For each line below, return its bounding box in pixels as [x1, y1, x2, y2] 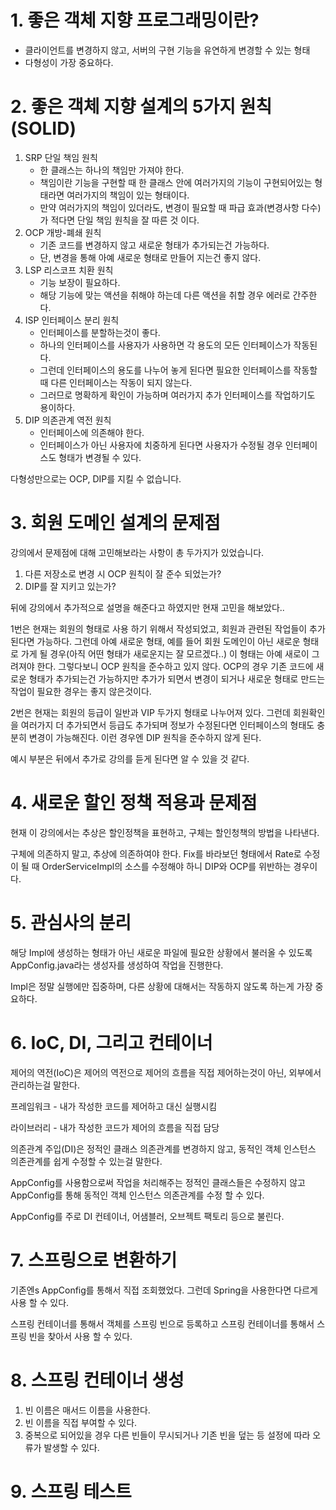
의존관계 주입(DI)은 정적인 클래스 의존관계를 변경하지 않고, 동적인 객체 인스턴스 [10, 1142, 317, 1155]
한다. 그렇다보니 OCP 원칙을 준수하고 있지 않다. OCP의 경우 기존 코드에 [36, 660, 314, 672]
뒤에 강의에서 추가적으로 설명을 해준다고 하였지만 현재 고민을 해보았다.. [10, 601, 285, 613]
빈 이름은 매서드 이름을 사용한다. [24, 1404, 151, 1416]
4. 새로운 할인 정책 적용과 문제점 [10, 792, 258, 814]
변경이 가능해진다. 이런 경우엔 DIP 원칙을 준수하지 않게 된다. [28, 731, 262, 743]
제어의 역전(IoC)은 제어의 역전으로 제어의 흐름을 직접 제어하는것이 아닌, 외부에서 [10, 1066, 322, 1078]
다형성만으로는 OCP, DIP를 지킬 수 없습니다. [10, 472, 182, 485]
